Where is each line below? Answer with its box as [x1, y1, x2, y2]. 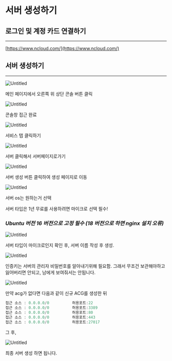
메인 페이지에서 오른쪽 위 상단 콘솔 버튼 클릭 [5, 91, 93, 97]
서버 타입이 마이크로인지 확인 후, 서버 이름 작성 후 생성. [5, 242, 114, 248]
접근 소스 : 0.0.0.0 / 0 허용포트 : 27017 [5, 320, 100, 325]
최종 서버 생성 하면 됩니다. [5, 350, 57, 356]
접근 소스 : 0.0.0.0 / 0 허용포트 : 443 [5, 314, 96, 320]
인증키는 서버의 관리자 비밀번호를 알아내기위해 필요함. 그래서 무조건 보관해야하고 [5, 263, 165, 269]
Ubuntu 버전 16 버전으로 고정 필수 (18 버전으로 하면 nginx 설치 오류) [5, 220, 164, 227]
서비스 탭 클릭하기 [5, 132, 41, 138]
